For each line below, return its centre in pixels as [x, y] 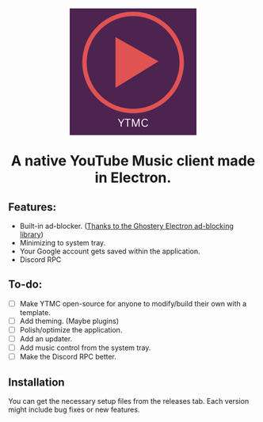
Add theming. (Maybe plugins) [69, 321]
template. [35, 312]
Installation [36, 382]
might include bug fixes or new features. [74, 409]
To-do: [25, 285]
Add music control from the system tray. [85, 348]
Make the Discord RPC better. [68, 357]
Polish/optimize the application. [71, 329]
